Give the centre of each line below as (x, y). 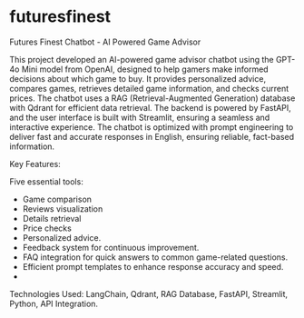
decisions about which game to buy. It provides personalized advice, (137, 78)
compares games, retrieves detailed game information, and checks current (149, 88)
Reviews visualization (63, 209)
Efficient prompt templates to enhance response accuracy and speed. (153, 266)
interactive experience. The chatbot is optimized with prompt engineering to (152, 127)
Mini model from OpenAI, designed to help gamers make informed (145, 69)
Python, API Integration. (54, 303)
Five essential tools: (46, 181)
